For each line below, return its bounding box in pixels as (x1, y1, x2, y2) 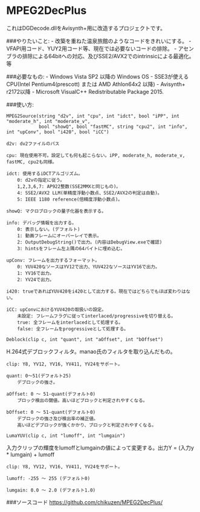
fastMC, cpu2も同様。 (6, 159, 57, 165)
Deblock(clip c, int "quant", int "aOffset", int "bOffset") (6, 336, 164, 342)
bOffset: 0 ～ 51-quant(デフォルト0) (6, 409, 95, 415)
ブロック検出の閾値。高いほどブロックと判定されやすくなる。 (17, 397, 148, 404)
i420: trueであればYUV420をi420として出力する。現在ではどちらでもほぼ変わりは (6, 288, 186, 294)
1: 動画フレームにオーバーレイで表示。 (17, 233, 102, 239)
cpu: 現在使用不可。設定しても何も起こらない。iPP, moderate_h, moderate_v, (6, 152, 185, 158)
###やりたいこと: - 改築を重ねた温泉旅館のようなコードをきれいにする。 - (6, 37, 192, 44)
